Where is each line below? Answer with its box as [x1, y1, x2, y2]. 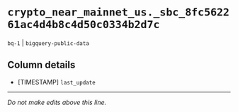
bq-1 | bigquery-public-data [7, 38, 90, 47]
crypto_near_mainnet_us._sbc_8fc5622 [7, 6, 230, 19]
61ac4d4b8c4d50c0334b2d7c [7, 18, 160, 32]
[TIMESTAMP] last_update [17, 77, 96, 86]
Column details [7, 59, 76, 71]
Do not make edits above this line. [7, 98, 107, 106]
